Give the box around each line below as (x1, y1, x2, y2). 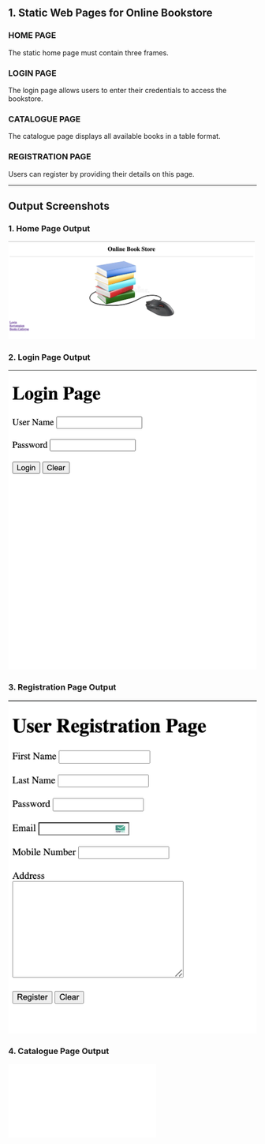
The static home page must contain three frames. (8, 47, 170, 58)
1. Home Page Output (8, 222, 91, 234)
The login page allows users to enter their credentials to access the (8, 85, 227, 95)
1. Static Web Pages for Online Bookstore (8, 6, 213, 20)
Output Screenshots (8, 199, 110, 212)
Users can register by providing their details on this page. (8, 169, 195, 178)
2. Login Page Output (8, 351, 91, 362)
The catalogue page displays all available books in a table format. (8, 132, 221, 141)
